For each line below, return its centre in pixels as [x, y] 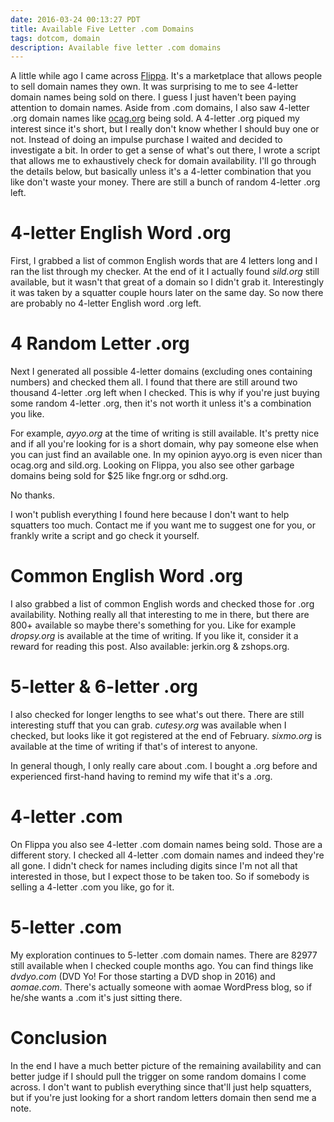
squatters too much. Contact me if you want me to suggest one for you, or [163, 525]
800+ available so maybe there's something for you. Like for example [153, 625]
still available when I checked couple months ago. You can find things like [162, 965]
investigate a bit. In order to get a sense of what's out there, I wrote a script [165, 150]
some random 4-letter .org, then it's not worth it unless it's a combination [161, 403]
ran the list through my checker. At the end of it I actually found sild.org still [165, 272]
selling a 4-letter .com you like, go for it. [92, 887]
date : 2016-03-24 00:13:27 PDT [75, 19]
